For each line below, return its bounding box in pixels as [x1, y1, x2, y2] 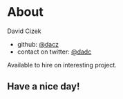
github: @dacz [17, 40, 59, 48]
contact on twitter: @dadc [17, 47, 92, 56]
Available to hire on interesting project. [7, 60, 117, 69]
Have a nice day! [7, 80, 80, 93]
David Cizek [7, 27, 41, 35]
